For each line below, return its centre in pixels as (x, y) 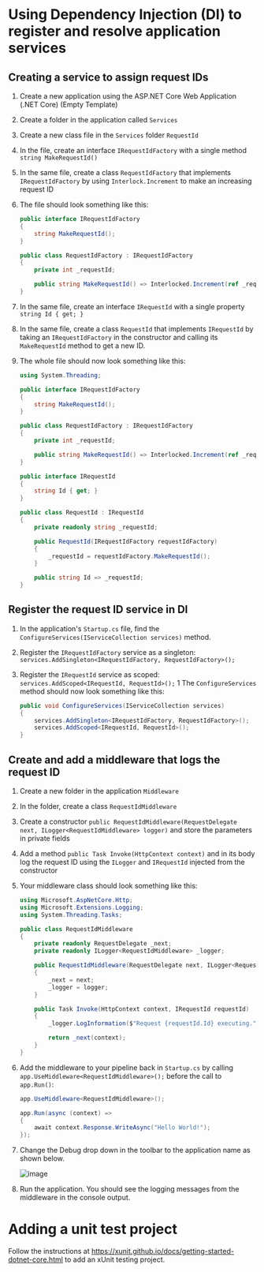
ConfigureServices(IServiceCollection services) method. (115, 637)
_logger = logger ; (78, 987)
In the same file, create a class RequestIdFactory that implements (125, 172)
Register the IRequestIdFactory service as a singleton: (108, 652)
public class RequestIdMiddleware (76, 929)
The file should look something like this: (84, 204)
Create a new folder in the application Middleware (99, 791)
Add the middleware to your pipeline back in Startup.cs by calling (126, 1068)
